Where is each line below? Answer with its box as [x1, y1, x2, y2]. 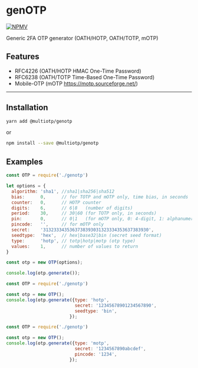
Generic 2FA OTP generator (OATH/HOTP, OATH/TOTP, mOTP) [6, 34, 159, 41]
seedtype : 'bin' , [74, 308, 117, 314]
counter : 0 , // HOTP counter [11, 199, 101, 206]
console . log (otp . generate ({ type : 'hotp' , [6, 297, 110, 303]
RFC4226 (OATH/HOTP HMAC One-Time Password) [14, 67, 141, 74]
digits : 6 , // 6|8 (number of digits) [11, 205, 133, 211]
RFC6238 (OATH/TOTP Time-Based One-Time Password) [14, 73, 155, 80]
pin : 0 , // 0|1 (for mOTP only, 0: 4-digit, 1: [11, 216, 165, 222]
